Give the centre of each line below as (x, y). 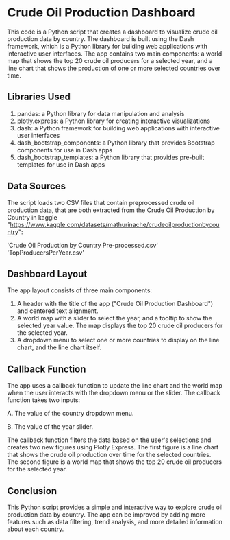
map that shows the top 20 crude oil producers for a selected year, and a (110, 60)
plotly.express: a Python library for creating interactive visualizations (114, 121)
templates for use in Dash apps (61, 164)
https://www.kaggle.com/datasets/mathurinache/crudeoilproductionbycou (115, 224)
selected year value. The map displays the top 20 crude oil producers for (120, 326)
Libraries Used (39, 97)
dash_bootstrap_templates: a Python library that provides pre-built (111, 157)
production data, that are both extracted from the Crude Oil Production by (111, 210)
